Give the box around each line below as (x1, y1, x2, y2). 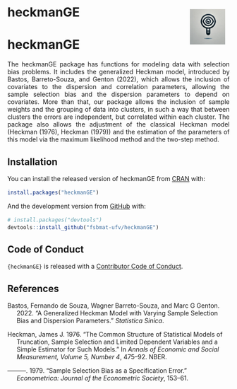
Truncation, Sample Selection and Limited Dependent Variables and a (16, 337, 219, 347)
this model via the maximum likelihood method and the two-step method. (7, 135, 220, 144)
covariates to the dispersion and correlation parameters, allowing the (7, 83, 230, 91)
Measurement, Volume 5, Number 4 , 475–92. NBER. (16, 353, 167, 361)
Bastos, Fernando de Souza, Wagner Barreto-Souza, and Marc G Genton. (7, 301, 220, 310)
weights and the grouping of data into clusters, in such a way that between (7, 105, 230, 114)
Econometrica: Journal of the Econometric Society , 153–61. (16, 374, 189, 383)
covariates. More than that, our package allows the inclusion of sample (7, 98, 230, 106)
